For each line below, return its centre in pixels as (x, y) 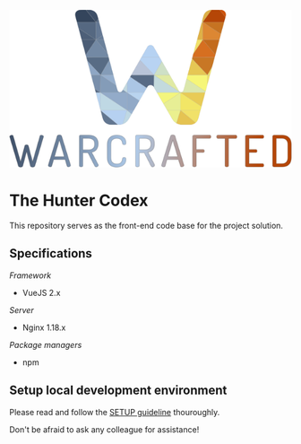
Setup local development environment (118, 391)
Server (21, 309)
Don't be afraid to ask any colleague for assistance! (104, 429)
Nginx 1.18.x (44, 327)
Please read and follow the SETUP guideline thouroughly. (115, 412)
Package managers (46, 344)
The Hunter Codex (79, 200)
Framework (30, 275)
